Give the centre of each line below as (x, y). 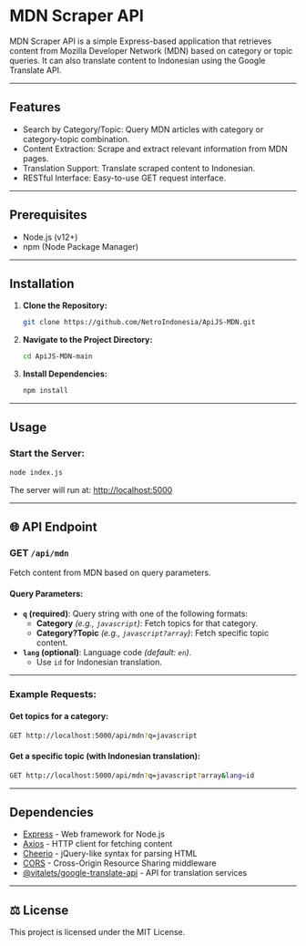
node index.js (36, 472)
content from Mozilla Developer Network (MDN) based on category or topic (151, 50)
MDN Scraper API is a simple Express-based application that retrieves (141, 41)
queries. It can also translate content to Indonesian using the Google (138, 60)
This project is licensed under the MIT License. (97, 932)
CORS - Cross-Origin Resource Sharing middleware (119, 863)
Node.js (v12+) (50, 237)
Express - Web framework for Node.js (94, 834)
